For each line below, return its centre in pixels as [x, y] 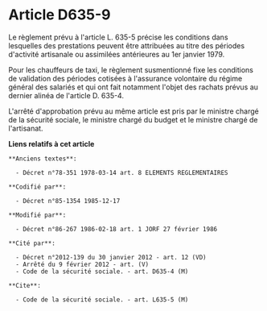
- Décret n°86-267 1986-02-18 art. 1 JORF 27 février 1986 [117, 229]
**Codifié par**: [37, 187]
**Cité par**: [32, 243]
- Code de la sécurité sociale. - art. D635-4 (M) [102, 272]
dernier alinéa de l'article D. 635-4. [66, 95]
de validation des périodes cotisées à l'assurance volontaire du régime [125, 78]
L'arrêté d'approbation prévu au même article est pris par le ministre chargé [133, 111]
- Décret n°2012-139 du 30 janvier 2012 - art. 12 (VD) [111, 257]
